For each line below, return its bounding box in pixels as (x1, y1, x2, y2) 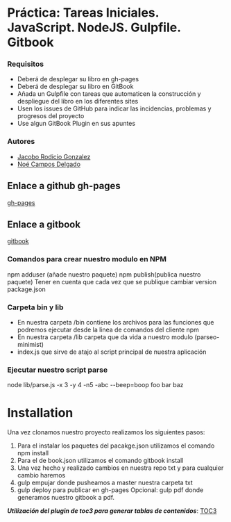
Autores (7, 137, 35, 147)
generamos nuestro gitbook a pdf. (17, 494, 115, 502)
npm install (17, 449, 49, 457)
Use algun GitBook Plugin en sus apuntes (17, 120, 136, 128)
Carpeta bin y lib (7, 302, 64, 312)
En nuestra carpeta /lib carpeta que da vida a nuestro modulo (17, 333, 193, 341)
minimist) (17, 341, 44, 348)
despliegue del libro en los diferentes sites (17, 97, 139, 106)
